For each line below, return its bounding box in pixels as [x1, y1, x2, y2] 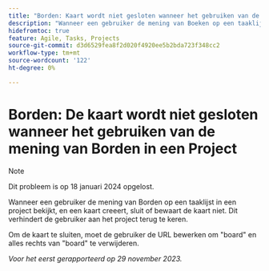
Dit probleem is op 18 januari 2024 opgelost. [8, 181, 155, 191]
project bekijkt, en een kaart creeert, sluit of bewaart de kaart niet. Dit [8, 205, 239, 215]
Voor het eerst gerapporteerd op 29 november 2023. [8, 253, 183, 263]
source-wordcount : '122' [8, 57, 91, 65]
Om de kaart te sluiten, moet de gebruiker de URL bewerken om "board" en [8, 229, 257, 239]
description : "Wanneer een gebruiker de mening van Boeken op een [8, 19, 235, 27]
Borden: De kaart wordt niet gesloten [8, 105, 259, 123]
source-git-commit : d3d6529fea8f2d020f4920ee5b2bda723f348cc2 [8, 42, 220, 50]
